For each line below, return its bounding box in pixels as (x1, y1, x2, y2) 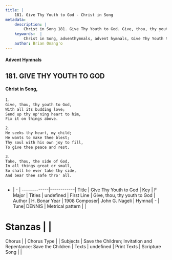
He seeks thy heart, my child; (5, 130, 72, 136)
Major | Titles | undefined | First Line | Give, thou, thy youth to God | (12, 192, 156, 198)
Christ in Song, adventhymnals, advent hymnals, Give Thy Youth (24, 36, 164, 42)
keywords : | (14, 31, 42, 36)
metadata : (5, 17, 27, 22)
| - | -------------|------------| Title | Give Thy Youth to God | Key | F (12, 187, 157, 193)
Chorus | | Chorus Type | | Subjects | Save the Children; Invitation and (5, 238, 153, 244)
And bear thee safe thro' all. (5, 173, 72, 178)
